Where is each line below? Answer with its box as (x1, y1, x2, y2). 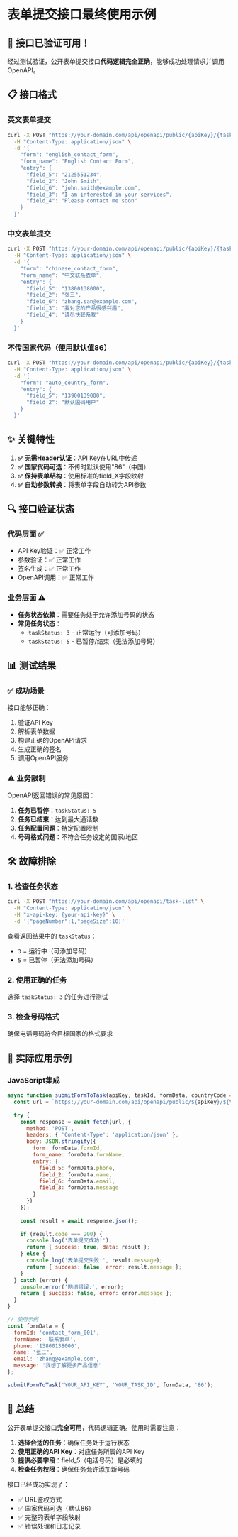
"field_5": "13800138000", (25, 285, 106, 292)
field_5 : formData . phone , (38, 1164, 115, 1171)
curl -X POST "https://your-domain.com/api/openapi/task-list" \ (7, 898, 204, 905)
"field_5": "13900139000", (25, 392, 106, 400)
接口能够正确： (7, 704, 51, 712)
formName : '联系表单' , (13, 1335, 76, 1342)
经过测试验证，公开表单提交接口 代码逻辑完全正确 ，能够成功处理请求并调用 (7, 58, 225, 65)
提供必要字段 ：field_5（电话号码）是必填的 (17, 1456, 143, 1465)
